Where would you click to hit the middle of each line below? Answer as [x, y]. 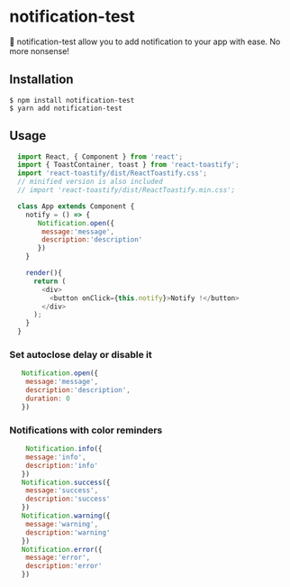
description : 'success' [68, 499]
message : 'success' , [62, 491]
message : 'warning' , [62, 524]
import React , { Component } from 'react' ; [100, 156]
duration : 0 [48, 399]
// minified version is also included [91, 182]
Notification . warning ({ [66, 516]
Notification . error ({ [62, 549]
